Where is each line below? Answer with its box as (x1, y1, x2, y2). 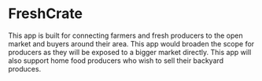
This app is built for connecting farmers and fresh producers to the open (8, 31, 243, 40)
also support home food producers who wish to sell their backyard (8, 56, 224, 65)
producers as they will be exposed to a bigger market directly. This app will (8, 47, 252, 57)
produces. (8, 64, 42, 73)
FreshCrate (8, 5, 83, 23)
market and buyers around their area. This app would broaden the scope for (8, 39, 255, 48)
